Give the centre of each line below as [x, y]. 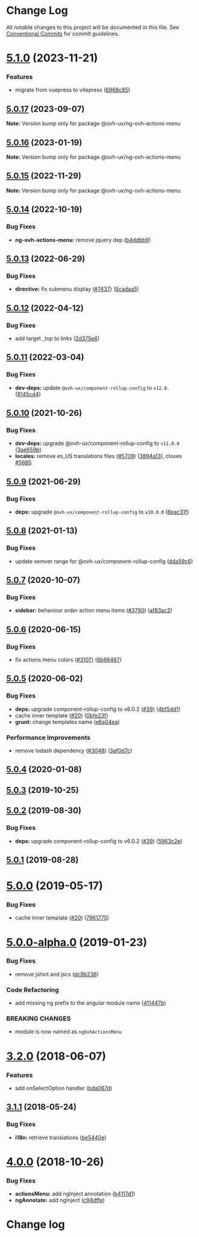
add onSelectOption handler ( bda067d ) [64, 1088]
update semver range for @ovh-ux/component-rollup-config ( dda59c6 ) [104, 561]
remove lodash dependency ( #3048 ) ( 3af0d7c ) [74, 751]
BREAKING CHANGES [39, 1019]
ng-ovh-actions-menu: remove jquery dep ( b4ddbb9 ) [83, 240]
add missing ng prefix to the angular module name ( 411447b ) [90, 1003]
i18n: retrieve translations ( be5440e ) [61, 1137]
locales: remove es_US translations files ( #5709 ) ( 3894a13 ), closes [98, 456]
